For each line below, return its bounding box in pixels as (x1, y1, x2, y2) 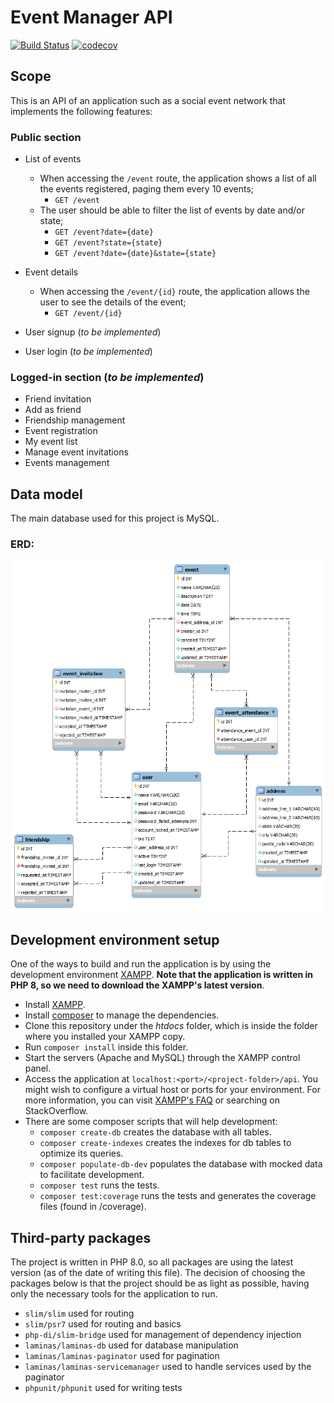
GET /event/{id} (54, 309, 123, 319)
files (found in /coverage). (39, 1201, 147, 1213)
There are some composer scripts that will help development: (24, 1116, 278, 1128)
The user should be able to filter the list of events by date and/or (39, 204, 305, 216)
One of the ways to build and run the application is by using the (10, 958, 272, 970)
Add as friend (24, 404, 82, 416)
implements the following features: (10, 105, 153, 117)
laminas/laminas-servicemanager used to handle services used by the (24, 1361, 312, 1373)
